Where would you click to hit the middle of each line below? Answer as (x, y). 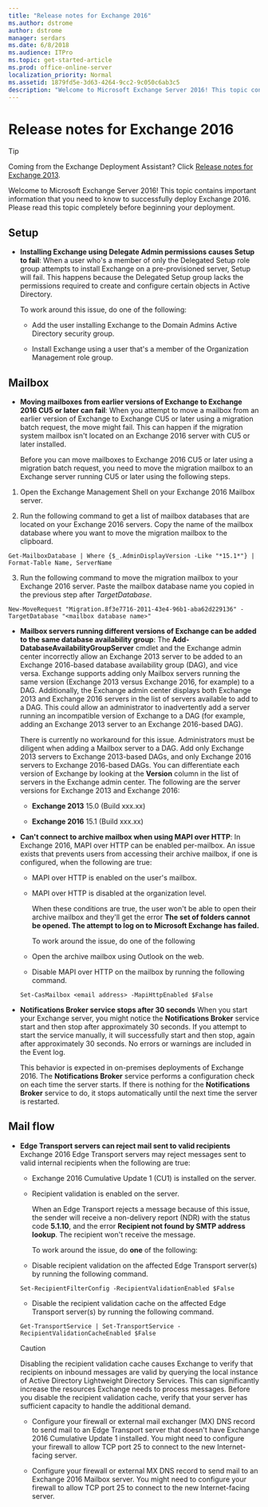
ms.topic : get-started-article (60, 61)
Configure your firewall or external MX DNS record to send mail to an (145, 1470)
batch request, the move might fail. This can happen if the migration (131, 427)
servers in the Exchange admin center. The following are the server (130, 781)
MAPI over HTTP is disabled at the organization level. (119, 893)
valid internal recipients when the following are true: (105, 1163)
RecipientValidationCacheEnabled (75, 1333)
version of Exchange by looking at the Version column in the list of (129, 773)
